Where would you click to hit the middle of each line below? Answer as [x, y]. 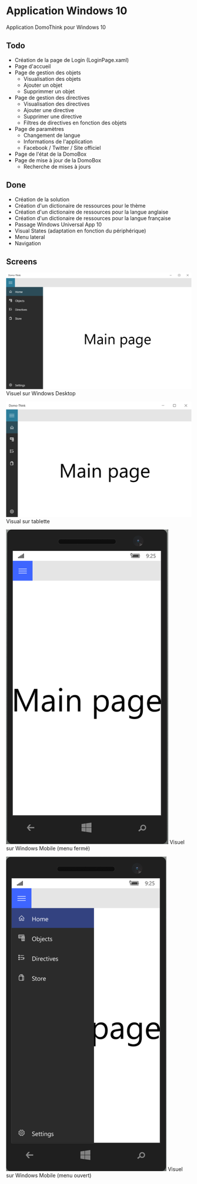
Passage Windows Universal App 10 [58, 224]
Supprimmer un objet [49, 91]
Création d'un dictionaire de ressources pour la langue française [93, 218]
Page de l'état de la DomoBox [51, 154]
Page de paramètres [39, 129]
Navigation [28, 243]
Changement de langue [52, 135]
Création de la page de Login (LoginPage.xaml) [72, 60]
